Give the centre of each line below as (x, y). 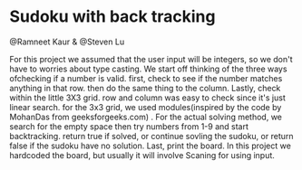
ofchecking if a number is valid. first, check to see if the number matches (146, 78)
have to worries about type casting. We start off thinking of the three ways (148, 69)
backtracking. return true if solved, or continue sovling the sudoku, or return (151, 136)
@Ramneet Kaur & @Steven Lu (67, 42)
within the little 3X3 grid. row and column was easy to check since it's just (147, 98)
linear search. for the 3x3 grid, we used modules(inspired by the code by (146, 107)
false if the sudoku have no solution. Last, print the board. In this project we (151, 146)
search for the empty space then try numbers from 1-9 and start (129, 126)
